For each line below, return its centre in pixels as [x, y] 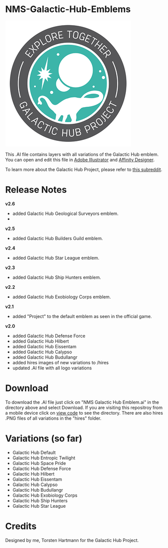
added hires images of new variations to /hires [61, 362]
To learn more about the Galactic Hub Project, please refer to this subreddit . [84, 169]
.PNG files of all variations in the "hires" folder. [53, 418]
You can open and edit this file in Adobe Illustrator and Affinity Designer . [80, 160]
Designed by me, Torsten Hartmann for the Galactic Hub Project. [72, 540]
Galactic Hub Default [34, 452]
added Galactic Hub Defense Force [49, 336]
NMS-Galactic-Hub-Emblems [68, 9]
